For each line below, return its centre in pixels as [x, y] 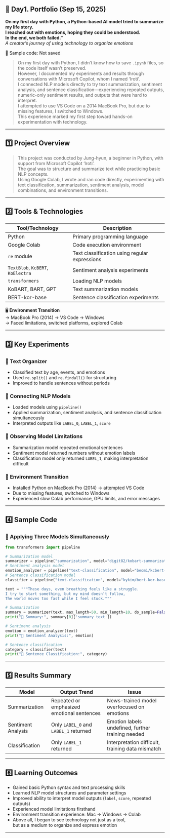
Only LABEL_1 [67, 742]
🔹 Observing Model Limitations [44, 436]
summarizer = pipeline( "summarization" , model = [56, 561]
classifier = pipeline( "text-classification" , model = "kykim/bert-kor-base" [87, 580]
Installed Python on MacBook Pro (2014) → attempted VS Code [78, 488]
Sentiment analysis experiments [110, 270]
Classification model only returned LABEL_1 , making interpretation [80, 458]
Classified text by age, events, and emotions [59, 372]
